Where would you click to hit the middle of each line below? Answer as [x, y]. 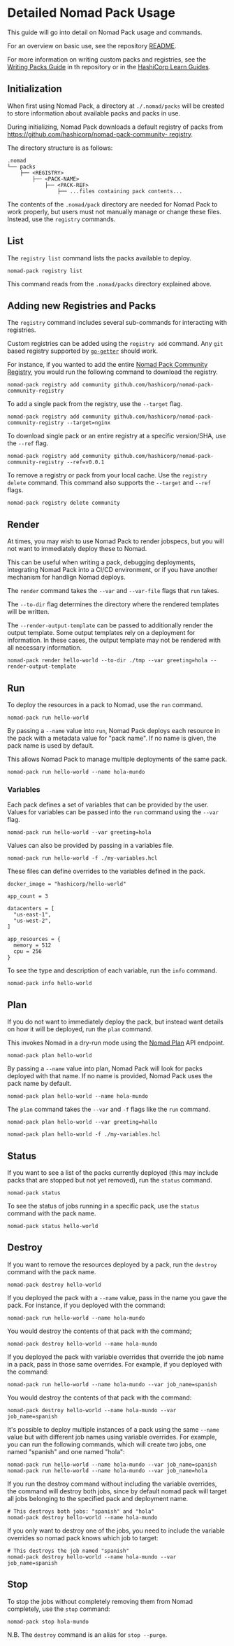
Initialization [35, 89]
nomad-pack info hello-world [50, 984]
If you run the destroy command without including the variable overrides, [112, 1484]
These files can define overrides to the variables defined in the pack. [107, 871]
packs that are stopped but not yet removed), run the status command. [110, 1180]
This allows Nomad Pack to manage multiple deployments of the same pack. [117, 759]
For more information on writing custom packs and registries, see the [107, 59]
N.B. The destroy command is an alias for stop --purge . [87, 1634]
